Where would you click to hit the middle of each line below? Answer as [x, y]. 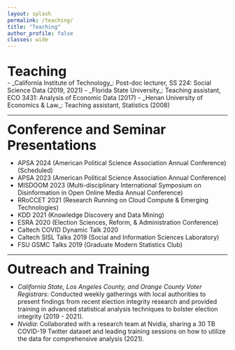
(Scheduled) [35, 170]
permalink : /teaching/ [40, 20]
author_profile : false [40, 33]
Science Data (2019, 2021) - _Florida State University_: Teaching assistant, [114, 90]
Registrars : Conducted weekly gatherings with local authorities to [112, 294]
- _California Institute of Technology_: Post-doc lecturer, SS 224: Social [109, 83]
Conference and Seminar [87, 129]
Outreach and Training [79, 269]
